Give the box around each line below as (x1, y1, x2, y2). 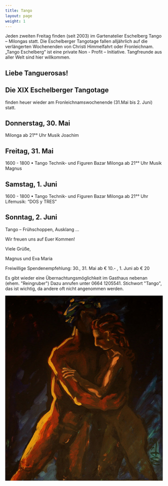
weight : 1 (5, 19, 26, 24)
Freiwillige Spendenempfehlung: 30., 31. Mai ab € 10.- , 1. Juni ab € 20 (5, 265, 150, 271)
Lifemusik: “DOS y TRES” (5, 198, 57, 205)
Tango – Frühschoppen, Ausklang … (5, 226, 79, 232)
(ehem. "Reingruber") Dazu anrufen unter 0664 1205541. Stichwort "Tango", (5, 280, 162, 286)
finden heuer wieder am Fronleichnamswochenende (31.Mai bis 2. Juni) (5, 99, 153, 105)
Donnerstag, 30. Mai (5, 119, 70, 127)
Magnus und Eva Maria (5, 256, 53, 262)
